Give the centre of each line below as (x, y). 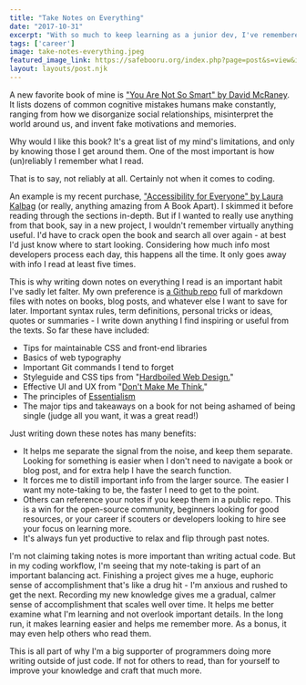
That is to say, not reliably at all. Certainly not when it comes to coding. (142, 178)
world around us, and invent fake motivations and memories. (123, 123)
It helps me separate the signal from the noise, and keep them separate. (158, 451)
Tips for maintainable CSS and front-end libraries (115, 348)
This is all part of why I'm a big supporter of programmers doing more (140, 651)
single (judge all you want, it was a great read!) (110, 415)
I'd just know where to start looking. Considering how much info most (140, 244)
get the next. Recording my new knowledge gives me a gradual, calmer (143, 595)
